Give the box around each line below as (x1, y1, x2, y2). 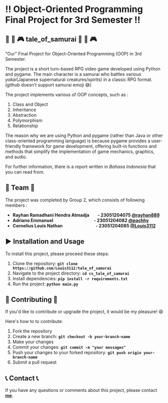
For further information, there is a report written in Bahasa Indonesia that (5, 164, 156, 170)
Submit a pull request (12, 359, 57, 365)
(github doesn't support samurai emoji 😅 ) (5, 82, 92, 88)
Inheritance (12, 107, 37, 113)
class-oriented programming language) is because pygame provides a (5, 138, 150, 144)
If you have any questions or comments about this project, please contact (5, 387, 157, 393)
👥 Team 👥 (5, 184, 35, 192)
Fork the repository (12, 328, 53, 334)
